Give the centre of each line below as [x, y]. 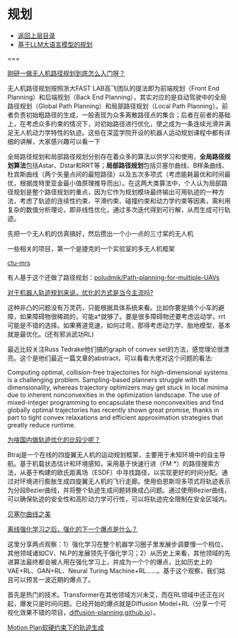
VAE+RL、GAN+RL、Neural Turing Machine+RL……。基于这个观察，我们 [113, 571]
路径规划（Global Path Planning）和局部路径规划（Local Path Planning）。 [114, 106]
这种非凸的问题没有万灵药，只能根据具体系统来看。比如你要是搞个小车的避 [116, 307]
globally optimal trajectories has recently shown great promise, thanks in [113, 410]
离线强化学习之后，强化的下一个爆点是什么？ [73, 529]
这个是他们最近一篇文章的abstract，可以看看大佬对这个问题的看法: [117, 358]
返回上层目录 [36, 35]
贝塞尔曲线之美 [29, 514]
